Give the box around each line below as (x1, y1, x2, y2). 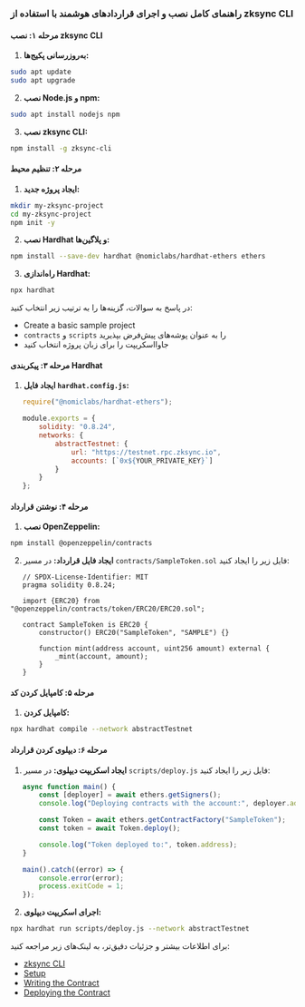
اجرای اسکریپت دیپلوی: (23, 906, 102, 918)
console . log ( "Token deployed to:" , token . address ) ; (38, 840, 238, 849)
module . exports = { (22, 414, 96, 424)
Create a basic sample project (23, 320, 136, 331)
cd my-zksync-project (10, 210, 92, 219)
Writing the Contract (23, 978, 100, 989)
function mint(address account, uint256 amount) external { (38, 644, 271, 653)
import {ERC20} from (22, 597, 100, 606)
